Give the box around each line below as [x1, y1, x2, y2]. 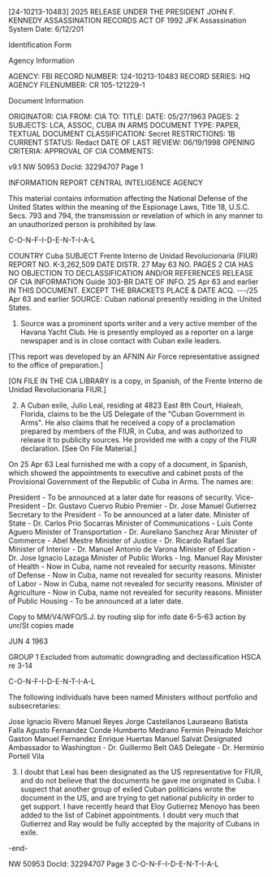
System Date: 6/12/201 [8, 24, 84, 33]
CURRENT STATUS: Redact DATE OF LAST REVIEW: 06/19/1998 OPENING [8, 137, 256, 147]
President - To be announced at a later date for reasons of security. [8, 492, 234, 502]
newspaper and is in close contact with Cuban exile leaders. [19, 336, 222, 345]
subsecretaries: [8, 701, 61, 710]
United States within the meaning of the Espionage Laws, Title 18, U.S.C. [8, 203, 250, 212]
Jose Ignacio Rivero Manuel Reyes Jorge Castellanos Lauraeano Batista [8, 717, 248, 726]
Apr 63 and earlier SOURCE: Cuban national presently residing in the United [8, 295, 262, 303]
